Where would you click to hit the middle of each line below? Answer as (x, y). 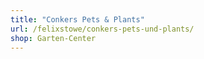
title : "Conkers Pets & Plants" (77, 19)
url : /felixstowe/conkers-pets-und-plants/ (102, 29)
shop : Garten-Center (53, 38)
